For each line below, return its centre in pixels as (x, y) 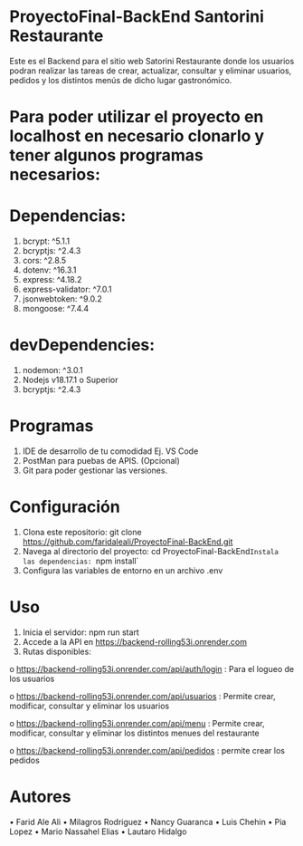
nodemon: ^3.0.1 (52, 370)
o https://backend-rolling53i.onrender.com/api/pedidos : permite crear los (147, 750)
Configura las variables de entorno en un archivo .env (123, 570)
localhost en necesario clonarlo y (137, 136)
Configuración (65, 507)
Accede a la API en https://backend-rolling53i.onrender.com (134, 641)
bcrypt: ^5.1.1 (46, 241)
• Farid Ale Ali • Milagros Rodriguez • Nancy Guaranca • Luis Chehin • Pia (148, 822)
